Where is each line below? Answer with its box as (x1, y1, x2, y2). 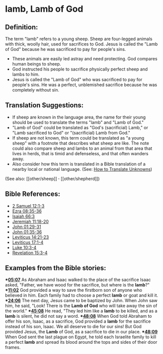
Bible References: (5, 190, 60, 198)
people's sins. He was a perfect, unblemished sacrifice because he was (12, 82, 158, 88)
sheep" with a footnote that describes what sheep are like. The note (12, 140, 149, 146)
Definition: (5, 23, 38, 31)
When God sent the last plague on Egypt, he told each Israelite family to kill (5, 334, 157, 340)
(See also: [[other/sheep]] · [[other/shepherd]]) (5, 175, 100, 182)
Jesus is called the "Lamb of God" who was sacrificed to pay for (12, 77, 142, 82)
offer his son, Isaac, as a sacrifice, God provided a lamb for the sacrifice (5, 318, 151, 324)
